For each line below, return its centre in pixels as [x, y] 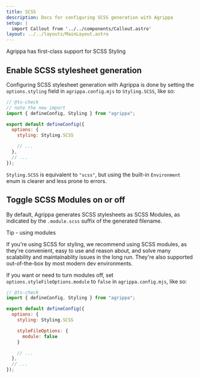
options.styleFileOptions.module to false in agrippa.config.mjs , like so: [97, 281]
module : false [40, 336]
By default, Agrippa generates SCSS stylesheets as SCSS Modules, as [93, 214]
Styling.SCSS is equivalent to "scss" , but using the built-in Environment [93, 175]
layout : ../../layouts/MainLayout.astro [58, 34]
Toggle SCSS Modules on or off [66, 200]
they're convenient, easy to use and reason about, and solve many [89, 250]
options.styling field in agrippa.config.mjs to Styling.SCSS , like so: [91, 91]
